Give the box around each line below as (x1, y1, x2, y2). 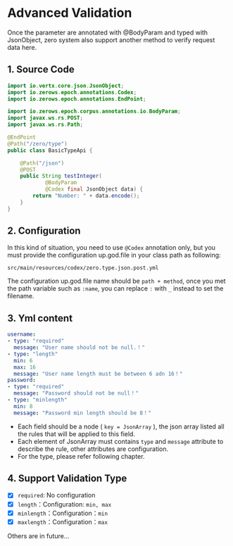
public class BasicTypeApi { (7, 146, 93, 154)
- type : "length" (7, 350, 58, 357)
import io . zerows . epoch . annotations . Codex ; (7, 89, 137, 96)
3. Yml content (7, 312, 73, 324)
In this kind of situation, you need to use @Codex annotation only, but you (7, 243, 216, 252)
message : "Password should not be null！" (13, 390, 139, 397)
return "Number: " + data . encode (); (32, 192, 140, 199)
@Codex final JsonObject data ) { (44, 186, 143, 193)
